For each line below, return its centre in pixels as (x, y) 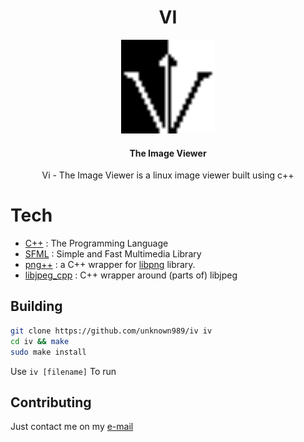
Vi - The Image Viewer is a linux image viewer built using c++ (168, 175)
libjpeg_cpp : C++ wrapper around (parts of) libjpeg (131, 275)
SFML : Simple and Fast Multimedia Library (113, 254)
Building (36, 306)
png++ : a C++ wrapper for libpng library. (110, 265)
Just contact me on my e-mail (72, 427)
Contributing (51, 402)
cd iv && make (40, 341)
